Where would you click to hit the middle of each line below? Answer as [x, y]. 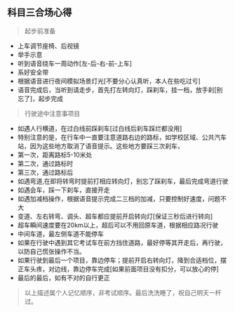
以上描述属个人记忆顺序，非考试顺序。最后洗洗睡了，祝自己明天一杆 [123, 292]
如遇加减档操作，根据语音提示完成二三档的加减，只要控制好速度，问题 [119, 198]
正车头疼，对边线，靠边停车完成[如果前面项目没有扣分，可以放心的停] [118, 268]
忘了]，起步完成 [40, 98]
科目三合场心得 [40, 13]
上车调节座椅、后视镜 [48, 46]
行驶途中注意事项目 [52, 113]
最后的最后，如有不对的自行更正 [63, 278]
